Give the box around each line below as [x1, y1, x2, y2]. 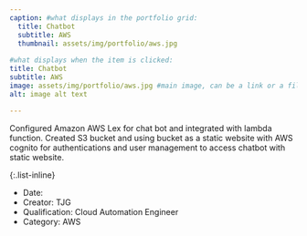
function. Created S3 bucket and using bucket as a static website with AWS [9, 132, 294, 143]
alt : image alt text [9, 89, 89, 98]
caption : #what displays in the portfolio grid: [9, 13, 198, 23]
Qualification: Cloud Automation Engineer [22, 206, 179, 217]
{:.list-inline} [9, 169, 56, 180]
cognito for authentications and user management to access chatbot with [9, 142, 286, 153]
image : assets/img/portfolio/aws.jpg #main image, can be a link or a [9, 81, 284, 90]
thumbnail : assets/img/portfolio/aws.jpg [17, 38, 178, 48]
